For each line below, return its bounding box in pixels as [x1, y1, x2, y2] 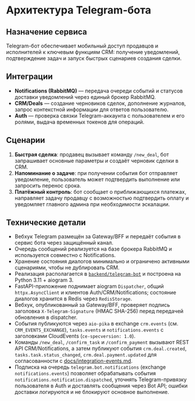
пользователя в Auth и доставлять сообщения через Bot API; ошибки [14, 382, 188, 389]
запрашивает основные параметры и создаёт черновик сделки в [14, 157, 179, 164]
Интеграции [6, 71, 53, 82]
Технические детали [6, 218, 86, 228]
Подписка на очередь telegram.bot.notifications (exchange [14, 364, 166, 371]
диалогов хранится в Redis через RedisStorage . [14, 295, 132, 302]
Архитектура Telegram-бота [6, 4, 152, 17]
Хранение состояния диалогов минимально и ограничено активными [14, 258, 190, 265]
